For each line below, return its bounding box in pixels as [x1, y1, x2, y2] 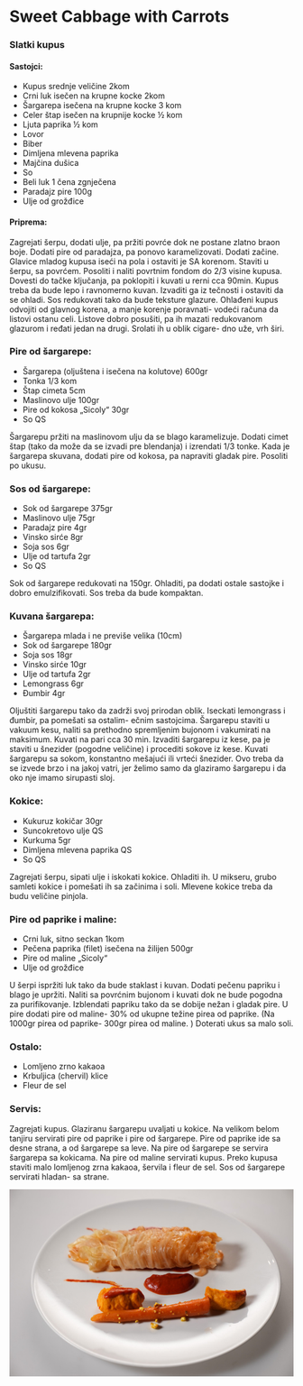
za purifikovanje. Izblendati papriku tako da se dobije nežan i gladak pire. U [9, 999, 289, 1009]
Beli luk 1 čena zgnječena [22, 177, 117, 188]
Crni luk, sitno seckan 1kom [22, 933, 124, 944]
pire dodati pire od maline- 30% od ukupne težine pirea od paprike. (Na [9, 1008, 275, 1019]
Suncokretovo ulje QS [22, 825, 104, 836]
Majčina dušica [22, 158, 79, 169]
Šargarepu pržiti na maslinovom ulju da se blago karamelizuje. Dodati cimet [9, 431, 289, 442]
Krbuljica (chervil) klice [22, 1070, 108, 1081]
